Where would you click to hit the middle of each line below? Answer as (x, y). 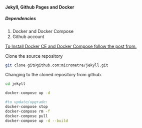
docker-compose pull (27, 116)
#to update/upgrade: (27, 102)
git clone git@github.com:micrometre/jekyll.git (57, 65)
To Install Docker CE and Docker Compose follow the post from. (71, 46)
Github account (28, 36)
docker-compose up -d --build (37, 120)
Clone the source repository (34, 56)
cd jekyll (15, 84)
